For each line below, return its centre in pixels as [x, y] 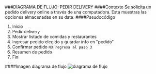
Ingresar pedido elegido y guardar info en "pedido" [63, 42]
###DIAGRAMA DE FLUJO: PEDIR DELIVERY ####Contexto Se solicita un [78, 7]
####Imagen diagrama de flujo [36, 66]
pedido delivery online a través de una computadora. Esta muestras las [76, 12]
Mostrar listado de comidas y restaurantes [54, 37]
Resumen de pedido [32, 52]
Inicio [17, 26]
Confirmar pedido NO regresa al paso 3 [52, 47]
